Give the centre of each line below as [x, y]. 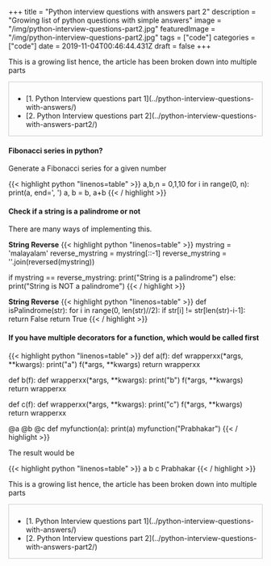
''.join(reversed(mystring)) [52, 262]
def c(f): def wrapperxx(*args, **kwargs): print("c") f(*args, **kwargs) [126, 404]
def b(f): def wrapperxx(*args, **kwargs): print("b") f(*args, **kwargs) [126, 380]
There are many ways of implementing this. [80, 229]
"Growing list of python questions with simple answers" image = [115, 20]
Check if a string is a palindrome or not [75, 211]
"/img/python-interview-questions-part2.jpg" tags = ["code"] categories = [132, 37]
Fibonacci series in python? [56, 150]
